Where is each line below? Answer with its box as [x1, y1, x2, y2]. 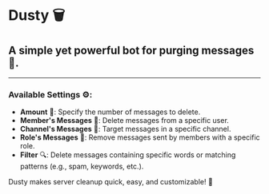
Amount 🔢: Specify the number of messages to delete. [19, 107, 201, 117]
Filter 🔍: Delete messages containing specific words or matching [19, 150, 236, 160]
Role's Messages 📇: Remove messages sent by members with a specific [19, 133, 260, 142]
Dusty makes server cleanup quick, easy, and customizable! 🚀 [8, 177, 214, 187]
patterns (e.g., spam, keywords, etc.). [19, 161, 144, 172]
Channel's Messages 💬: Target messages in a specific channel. [19, 125, 231, 134]
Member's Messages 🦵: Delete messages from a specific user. [19, 116, 230, 125]
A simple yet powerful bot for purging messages [8, 43, 255, 57]
